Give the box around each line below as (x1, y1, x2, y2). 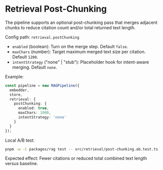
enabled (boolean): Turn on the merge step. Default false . (12, 43, 128, 49)
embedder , (9, 88, 29, 93)
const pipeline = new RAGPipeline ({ (5, 83, 80, 88)
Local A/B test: (5, 137, 35, 143)
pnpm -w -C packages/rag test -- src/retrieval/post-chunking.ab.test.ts (5, 147, 159, 151)
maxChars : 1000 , (18, 111, 51, 115)
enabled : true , (18, 106, 49, 111)
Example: (5, 74, 24, 79)
